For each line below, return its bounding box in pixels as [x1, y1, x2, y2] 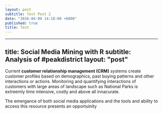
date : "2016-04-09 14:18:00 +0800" [5, 16, 77, 21]
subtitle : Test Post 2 [5, 12, 51, 16]
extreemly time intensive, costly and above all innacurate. [5, 88, 120, 95]
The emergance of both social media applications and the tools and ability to [5, 98, 158, 104]
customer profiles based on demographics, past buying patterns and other [5, 73, 154, 79]
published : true [5, 20, 38, 26]
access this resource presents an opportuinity [5, 103, 97, 109]
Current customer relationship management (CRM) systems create [5, 68, 141, 74]
